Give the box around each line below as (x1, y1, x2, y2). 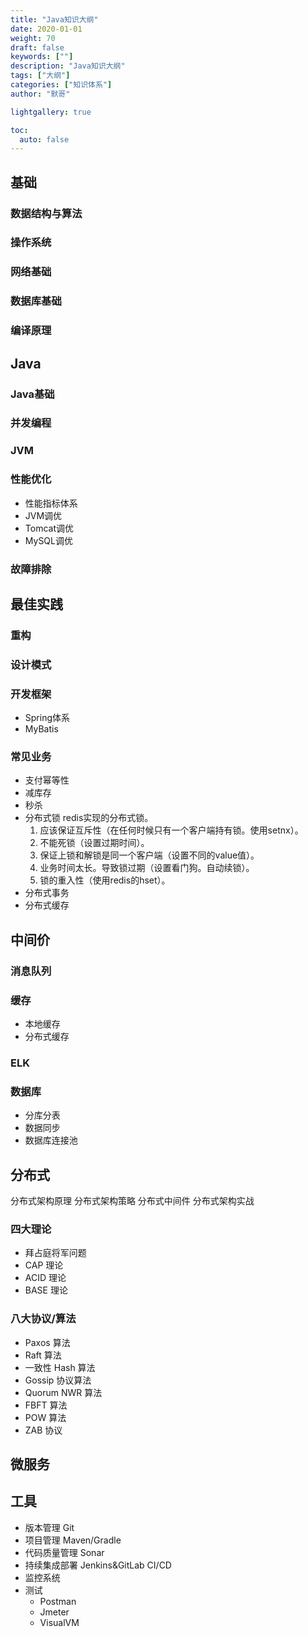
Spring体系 (24, 712, 71, 724)
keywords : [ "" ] (10, 52, 74, 62)
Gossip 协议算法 (24, 1374, 92, 1386)
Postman (39, 1595, 77, 1607)
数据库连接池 (24, 1134, 78, 1146)
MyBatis (24, 723, 59, 735)
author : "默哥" (10, 89, 71, 99)
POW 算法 (24, 1411, 67, 1423)
